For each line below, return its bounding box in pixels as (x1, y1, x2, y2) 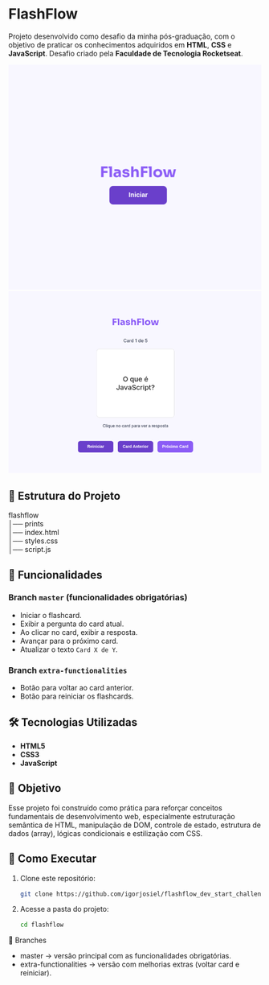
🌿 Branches (8, 935, 47, 946)
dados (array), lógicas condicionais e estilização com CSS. (8, 828, 203, 838)
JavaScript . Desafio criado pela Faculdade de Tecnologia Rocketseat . (8, 48, 243, 58)
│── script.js (8, 545, 51, 554)
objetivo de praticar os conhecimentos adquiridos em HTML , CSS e (8, 39, 232, 49)
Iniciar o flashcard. (19, 610, 82, 620)
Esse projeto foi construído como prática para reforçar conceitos (8, 802, 222, 813)
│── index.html (8, 528, 59, 538)
